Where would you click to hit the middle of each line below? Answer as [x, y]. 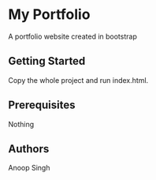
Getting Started [47, 61]
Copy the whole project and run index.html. [78, 80]
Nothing [21, 124]
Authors [29, 149]
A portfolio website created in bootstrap [73, 36]
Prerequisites [42, 105]
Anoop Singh [29, 168]
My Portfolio [49, 15]
